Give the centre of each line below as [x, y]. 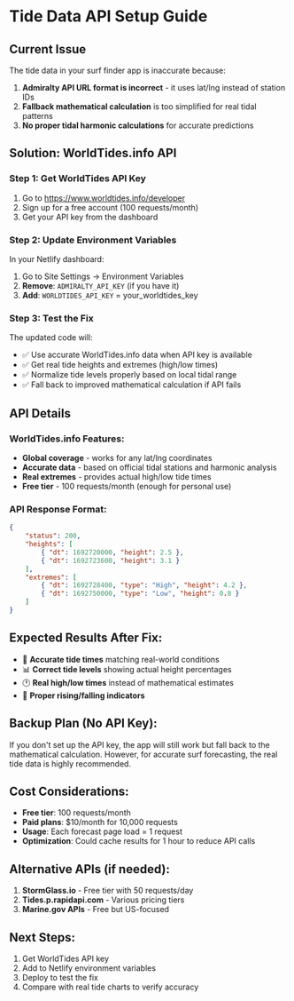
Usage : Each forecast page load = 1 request [102, 831]
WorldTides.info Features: [67, 439]
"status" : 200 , [53, 536]
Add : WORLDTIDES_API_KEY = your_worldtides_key [110, 295]
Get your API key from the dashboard [90, 217]
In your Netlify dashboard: [57, 258]
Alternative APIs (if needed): [89, 869]
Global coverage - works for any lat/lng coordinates [117, 457]
